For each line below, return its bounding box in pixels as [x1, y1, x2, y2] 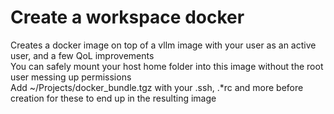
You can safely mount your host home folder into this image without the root [10, 60, 324, 72]
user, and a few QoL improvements [10, 49, 155, 61]
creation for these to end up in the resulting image [10, 92, 217, 104]
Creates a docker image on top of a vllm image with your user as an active [10, 39, 317, 51]
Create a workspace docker [10, 6, 245, 29]
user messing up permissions [10, 71, 132, 83]
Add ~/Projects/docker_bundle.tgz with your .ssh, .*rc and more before [10, 81, 304, 93]
